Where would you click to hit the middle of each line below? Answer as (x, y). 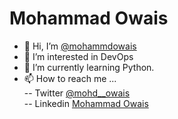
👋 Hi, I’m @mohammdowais (80, 46)
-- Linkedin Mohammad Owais (86, 103)
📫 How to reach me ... (70, 78)
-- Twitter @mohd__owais (77, 93)
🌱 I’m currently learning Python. (89, 67)
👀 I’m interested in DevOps (78, 56)
